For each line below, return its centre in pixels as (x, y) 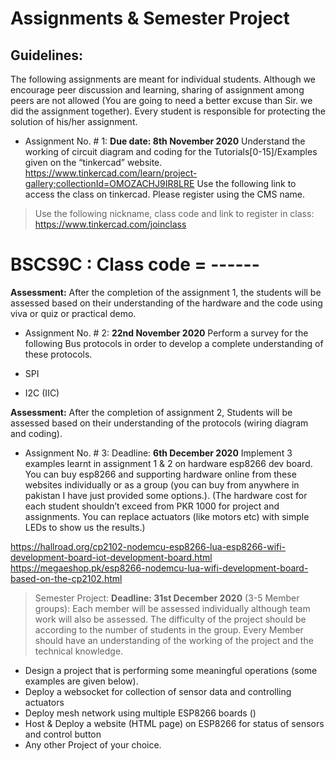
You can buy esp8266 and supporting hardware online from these (160, 474)
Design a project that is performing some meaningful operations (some (171, 670)
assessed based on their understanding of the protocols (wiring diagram (159, 423)
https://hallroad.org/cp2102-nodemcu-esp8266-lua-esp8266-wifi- (148, 546)
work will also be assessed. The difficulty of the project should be (170, 619)
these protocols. (58, 354)
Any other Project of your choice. (93, 744)
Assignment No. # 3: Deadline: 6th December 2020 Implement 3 (158, 453)
